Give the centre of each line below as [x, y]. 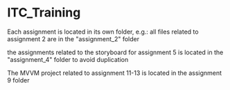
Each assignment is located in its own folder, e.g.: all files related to [103, 32]
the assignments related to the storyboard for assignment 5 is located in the [115, 52]
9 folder [18, 80]
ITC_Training [44, 13]
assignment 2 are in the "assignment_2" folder [73, 38]
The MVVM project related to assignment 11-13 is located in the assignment [115, 73]
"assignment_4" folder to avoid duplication [68, 59]
